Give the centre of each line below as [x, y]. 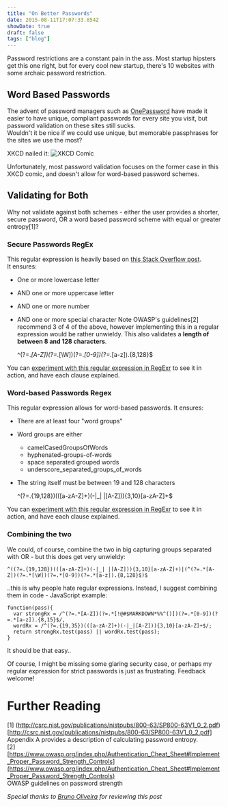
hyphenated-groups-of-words [70, 455]
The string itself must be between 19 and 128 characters [96, 483]
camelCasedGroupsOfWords [68, 448]
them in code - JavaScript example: [57, 595]
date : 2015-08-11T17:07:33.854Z [53, 20]
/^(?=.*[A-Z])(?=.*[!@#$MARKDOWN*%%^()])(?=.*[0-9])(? [139, 614]
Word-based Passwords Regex [59, 393]
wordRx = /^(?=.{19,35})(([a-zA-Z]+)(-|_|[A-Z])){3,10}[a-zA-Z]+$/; [113, 625]
